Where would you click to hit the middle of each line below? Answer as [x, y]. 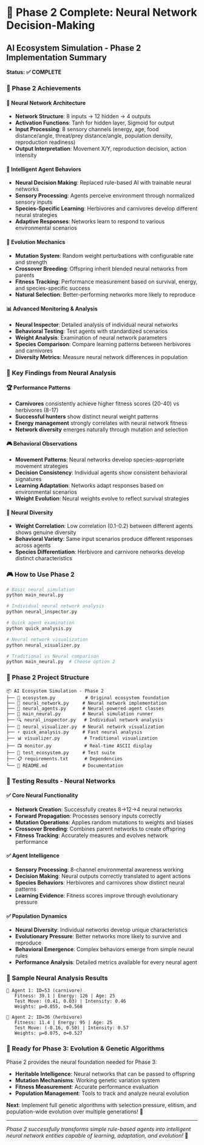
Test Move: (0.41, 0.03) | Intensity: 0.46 [70, 1001]
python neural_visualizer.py [43, 645]
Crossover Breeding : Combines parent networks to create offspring [100, 829]
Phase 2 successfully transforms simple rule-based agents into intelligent [99, 1129]
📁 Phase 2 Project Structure [48, 677]
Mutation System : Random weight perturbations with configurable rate [104, 255]
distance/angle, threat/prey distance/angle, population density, [94, 136]
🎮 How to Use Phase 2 [40, 574]
